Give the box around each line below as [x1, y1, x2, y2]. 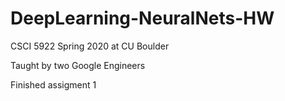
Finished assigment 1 [10, 78, 97, 91]
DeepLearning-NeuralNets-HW [10, 7, 275, 30]
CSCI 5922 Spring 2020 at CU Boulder [10, 40, 170, 52]
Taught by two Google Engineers [10, 59, 146, 71]
